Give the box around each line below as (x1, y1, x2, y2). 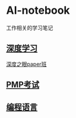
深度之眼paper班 (6, 60, 47, 68)
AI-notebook (6, 4, 70, 17)
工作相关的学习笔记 (6, 24, 53, 31)
